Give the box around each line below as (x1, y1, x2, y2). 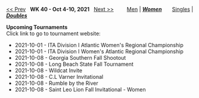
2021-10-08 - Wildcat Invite (14, 67, 82, 74)
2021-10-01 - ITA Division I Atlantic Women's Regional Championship (14, 42, 184, 48)
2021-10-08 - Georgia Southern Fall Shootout (14, 54, 126, 61)
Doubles (6, 12, 28, 19)
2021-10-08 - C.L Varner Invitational (14, 73, 104, 80)
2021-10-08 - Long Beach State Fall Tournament (14, 60, 134, 68)
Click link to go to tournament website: (6, 30, 101, 37)
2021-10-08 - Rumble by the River (14, 79, 98, 87)
